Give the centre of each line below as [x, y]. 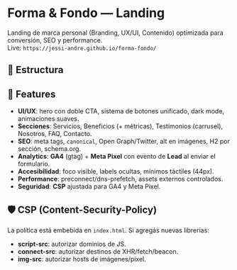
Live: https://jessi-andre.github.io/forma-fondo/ [82, 47]
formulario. [34, 164]
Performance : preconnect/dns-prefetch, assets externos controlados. [120, 179]
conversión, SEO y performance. [55, 40]
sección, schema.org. [49, 149]
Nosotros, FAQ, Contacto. [55, 134]
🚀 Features [32, 94]
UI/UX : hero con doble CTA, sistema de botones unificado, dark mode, [121, 111]
